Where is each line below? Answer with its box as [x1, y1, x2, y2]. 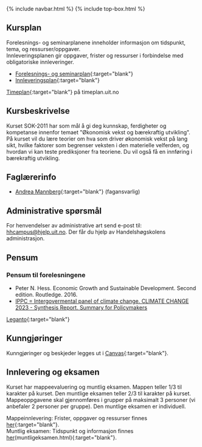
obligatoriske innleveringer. [6, 58, 74, 66]
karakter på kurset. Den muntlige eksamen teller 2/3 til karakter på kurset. [6, 389, 192, 397]
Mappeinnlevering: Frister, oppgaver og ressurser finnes [6, 414, 148, 421]
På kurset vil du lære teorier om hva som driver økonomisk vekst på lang [6, 135, 187, 142]
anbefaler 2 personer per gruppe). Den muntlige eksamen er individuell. [6, 403, 186, 410]
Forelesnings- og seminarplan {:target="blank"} [15, 70, 134, 77]
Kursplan [6, 23, 41, 33]
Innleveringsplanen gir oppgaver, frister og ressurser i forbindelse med [6, 52, 184, 59]
